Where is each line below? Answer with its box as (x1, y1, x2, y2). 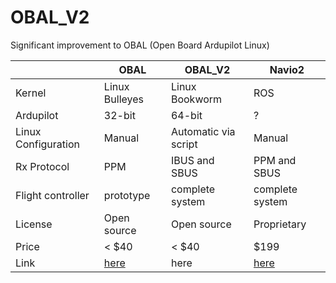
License (15, 217, 53, 231)
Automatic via (170, 124, 236, 138)
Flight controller (15, 188, 90, 202)
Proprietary (253, 217, 307, 231)
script (170, 137, 198, 151)
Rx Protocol (15, 159, 70, 173)
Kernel (15, 86, 47, 100)
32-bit (103, 108, 136, 122)
